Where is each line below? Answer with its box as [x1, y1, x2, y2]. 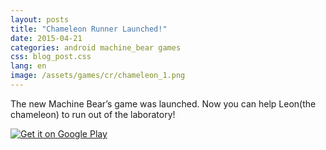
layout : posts [10, 14, 70, 25]
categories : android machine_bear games [10, 42, 182, 53]
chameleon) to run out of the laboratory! [10, 108, 176, 120]
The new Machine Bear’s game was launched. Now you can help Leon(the [10, 97, 317, 110]
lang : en [10, 61, 47, 71]
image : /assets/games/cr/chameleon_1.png [10, 71, 186, 81]
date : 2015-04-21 [10, 33, 83, 43]
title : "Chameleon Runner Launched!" [10, 24, 168, 34]
